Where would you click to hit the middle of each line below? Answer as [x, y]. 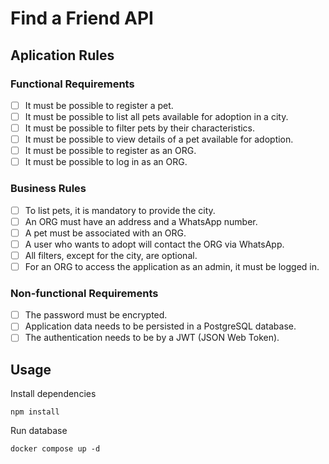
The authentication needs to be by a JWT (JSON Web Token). [152, 338]
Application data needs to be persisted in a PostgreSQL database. [160, 326]
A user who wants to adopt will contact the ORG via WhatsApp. [154, 244]
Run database [39, 431]
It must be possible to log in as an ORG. [106, 162]
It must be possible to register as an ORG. [110, 151]
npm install [35, 412]
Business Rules [48, 189]
